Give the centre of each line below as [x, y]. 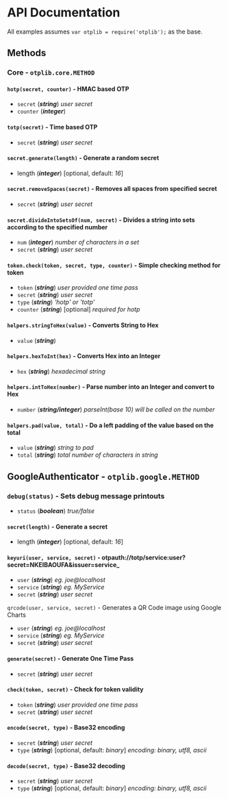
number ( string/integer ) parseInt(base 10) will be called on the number [116, 409]
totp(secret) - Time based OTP [52, 127]
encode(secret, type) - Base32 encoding [66, 728]
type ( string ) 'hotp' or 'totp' [56, 302]
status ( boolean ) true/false [55, 511]
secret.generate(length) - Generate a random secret [83, 158]
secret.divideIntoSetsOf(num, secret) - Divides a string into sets [101, 220]
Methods [27, 53]
